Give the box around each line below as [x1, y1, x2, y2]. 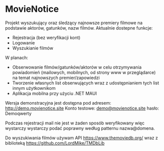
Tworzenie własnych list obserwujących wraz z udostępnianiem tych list [12, 80, 160, 86]
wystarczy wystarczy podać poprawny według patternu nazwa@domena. [5, 125, 155, 131]
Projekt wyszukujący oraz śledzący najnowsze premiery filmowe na [5, 20, 143, 26]
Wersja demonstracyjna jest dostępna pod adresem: [5, 100, 111, 106]
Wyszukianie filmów [12, 45, 53, 51]
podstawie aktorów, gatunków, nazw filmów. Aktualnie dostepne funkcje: [5, 25, 153, 31]
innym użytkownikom [12, 85, 56, 91]
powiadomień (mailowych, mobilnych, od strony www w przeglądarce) [12, 69, 156, 75]
